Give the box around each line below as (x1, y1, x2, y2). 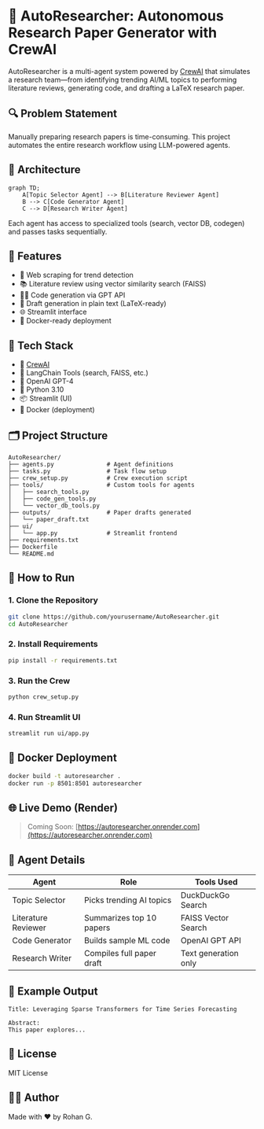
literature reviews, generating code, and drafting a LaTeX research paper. (8, 83, 245, 93)
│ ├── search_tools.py (8, 488, 90, 496)
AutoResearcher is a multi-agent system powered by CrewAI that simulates (8, 66, 251, 76)
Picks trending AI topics (83, 895, 172, 906)
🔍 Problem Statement (8, 107, 118, 120)
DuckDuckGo (180, 890, 230, 901)
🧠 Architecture (8, 163, 81, 176)
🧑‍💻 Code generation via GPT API (19, 290, 126, 300)
